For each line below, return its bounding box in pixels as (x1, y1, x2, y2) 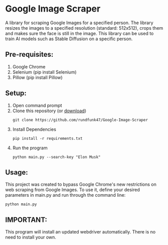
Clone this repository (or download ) (12, 108, 87, 114)
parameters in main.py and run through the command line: (5, 192, 126, 198)
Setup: (5, 89, 27, 98)
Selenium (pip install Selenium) (12, 69, 77, 75)
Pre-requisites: (5, 50, 54, 59)
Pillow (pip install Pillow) (12, 74, 63, 80)
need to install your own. (5, 234, 56, 240)
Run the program (12, 144, 48, 151)
